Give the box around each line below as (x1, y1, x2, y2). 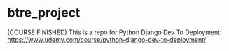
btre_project (7, 5, 81, 21)
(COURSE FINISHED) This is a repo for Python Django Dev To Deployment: (7, 28, 222, 36)
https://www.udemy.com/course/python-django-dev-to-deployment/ (7, 35, 207, 43)
